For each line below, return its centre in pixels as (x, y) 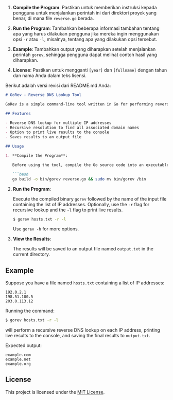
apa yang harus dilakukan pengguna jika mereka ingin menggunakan (86, 34)
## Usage (15, 147)
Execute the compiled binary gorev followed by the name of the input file (90, 199)
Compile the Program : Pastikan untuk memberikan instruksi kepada (85, 7)
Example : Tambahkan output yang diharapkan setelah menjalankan (84, 49)
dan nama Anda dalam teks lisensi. (49, 76)
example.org (18, 364)
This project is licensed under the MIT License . (55, 392)
